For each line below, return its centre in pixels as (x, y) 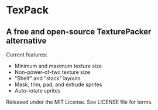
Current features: (27, 55)
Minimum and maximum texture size (58, 66)
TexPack (27, 10)
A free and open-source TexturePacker (79, 32)
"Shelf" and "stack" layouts (47, 78)
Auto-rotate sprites (37, 91)
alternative (26, 40)
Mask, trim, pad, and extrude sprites (58, 84)
